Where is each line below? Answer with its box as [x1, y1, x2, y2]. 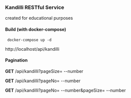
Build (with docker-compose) [5, 26, 66, 32]
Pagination [5, 57, 28, 63]
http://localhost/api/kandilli [5, 46, 60, 52]
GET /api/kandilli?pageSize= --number [5, 68, 84, 74]
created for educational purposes [5, 15, 73, 21]
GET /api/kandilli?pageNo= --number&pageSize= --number [5, 87, 126, 93]
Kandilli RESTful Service [5, 4, 65, 11]
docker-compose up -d [7, 37, 52, 42]
